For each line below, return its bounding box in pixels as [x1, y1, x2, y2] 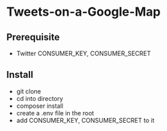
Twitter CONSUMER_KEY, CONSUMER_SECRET [16, 49, 151, 57]
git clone [16, 87, 42, 96]
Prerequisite [6, 31, 60, 43]
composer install [16, 102, 64, 110]
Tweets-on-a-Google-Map [6, 4, 162, 20]
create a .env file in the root [16, 108, 94, 117]
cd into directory [16, 94, 64, 102]
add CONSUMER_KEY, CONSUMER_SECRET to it [16, 116, 155, 124]
